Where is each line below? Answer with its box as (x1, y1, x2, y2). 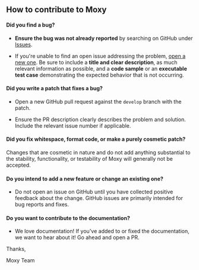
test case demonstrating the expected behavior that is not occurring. (14, 71, 184, 78)
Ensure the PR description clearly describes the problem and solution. (14, 116, 186, 123)
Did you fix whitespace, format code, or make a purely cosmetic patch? (6, 136, 186, 143)
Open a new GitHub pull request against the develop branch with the (14, 98, 182, 105)
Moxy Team (6, 257, 35, 264)
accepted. (6, 161, 31, 169)
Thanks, (6, 246, 26, 253)
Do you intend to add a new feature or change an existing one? (6, 175, 163, 182)
